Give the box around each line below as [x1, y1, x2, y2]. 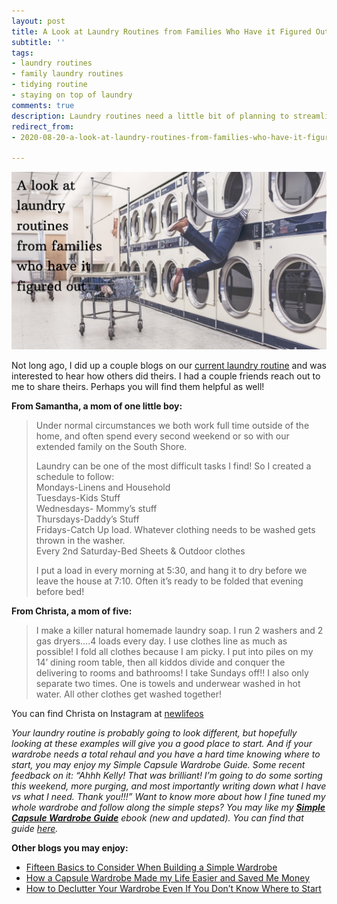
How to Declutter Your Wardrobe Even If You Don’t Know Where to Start [25, 882, 322, 894]
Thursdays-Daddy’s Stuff [35, 513, 140, 525]
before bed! [35, 585, 85, 597]
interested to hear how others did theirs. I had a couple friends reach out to [11, 370, 321, 382]
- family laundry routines [11, 69, 124, 79]
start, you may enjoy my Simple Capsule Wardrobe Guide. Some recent [11, 758, 306, 770]
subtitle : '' [11, 37, 66, 47]
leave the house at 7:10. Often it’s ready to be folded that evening [35, 575, 304, 587]
